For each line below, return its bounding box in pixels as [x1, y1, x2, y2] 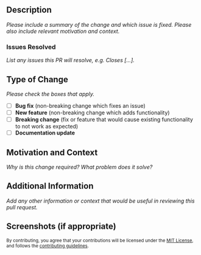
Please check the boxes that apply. [6, 90, 95, 97]
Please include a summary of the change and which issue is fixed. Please [6, 21, 192, 28]
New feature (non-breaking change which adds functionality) [15, 109, 170, 116]
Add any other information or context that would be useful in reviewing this [6, 197, 195, 204]
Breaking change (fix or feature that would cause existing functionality [15, 116, 194, 124]
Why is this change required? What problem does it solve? [6, 163, 153, 170]
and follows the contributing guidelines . [6, 243, 90, 249]
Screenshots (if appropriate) [6, 222, 117, 232]
